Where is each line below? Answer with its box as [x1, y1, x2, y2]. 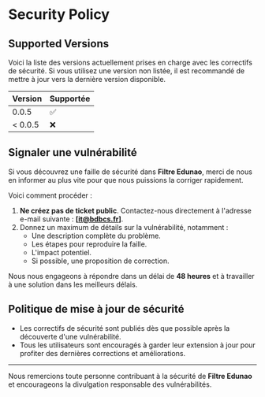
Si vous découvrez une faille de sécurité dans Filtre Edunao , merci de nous [8, 167, 252, 176]
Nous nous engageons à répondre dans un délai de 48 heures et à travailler [8, 271, 255, 280]
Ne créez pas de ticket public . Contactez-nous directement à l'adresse [19, 206, 252, 215]
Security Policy [8, 6, 110, 24]
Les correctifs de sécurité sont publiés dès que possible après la [19, 323, 230, 332]
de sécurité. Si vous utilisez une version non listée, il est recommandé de [8, 66, 245, 76]
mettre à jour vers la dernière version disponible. [8, 75, 166, 83]
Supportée [50, 93, 91, 104]
